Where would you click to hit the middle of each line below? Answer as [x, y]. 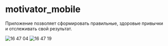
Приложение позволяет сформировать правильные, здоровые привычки [84, 23]
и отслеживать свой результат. [39, 28]
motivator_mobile [43, 9]
